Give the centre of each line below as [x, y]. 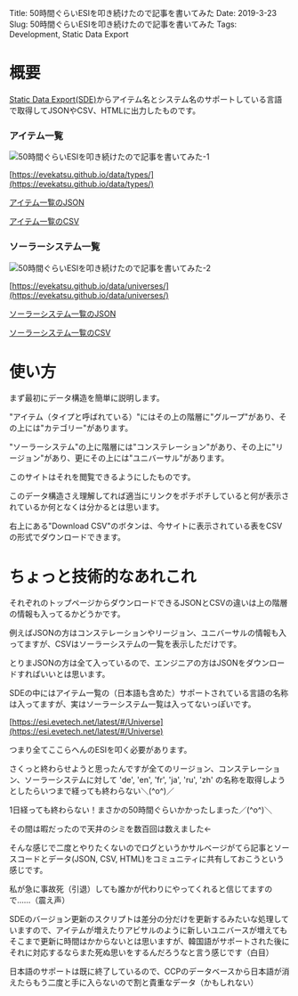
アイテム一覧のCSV [44, 222]
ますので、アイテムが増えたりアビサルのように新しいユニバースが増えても [152, 930]
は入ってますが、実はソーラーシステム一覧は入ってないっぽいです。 [133, 704]
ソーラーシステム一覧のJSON [63, 314]
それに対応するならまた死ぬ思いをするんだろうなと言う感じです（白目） [141, 952]
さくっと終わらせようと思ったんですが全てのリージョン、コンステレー [137, 769]
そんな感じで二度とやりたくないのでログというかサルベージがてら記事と [141, 848]
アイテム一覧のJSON [47, 202]
